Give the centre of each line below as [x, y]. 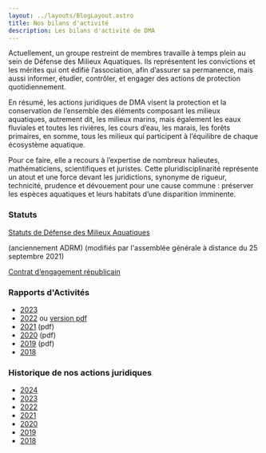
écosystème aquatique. [47, 145]
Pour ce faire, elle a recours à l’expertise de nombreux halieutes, [114, 160]
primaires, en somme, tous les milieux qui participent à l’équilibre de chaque [133, 136]
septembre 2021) [36, 256]
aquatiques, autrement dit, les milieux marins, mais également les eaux [125, 120]
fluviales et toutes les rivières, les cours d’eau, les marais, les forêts [119, 128]
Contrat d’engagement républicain [65, 271]
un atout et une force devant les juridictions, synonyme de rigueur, [118, 177]
